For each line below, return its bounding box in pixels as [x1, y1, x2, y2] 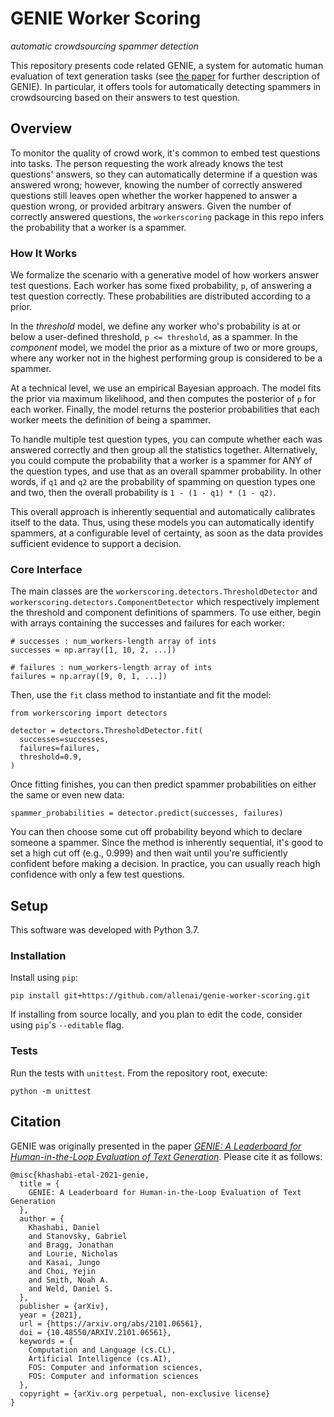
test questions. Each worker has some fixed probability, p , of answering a [10, 280, 312, 292]
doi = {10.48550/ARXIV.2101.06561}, [19, 1327, 172, 1337]
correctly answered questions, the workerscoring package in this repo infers [10, 210, 325, 222]
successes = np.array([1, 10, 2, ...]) [10, 645, 177, 656]
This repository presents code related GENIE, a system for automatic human [10, 59, 324, 71]
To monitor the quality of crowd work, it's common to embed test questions [10, 147, 321, 159]
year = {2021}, [19, 1310, 83, 1320]
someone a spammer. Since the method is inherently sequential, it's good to [10, 837, 324, 849]
